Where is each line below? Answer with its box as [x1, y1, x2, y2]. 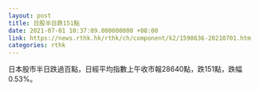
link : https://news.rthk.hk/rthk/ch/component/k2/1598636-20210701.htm [8, 34, 251, 42]
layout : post [8, 11, 52, 20]
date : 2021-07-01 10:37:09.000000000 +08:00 [8, 26, 159, 34]
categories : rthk [8, 42, 66, 49]
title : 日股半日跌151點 [8, 19, 80, 27]
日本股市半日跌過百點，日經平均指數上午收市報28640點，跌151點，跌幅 [8, 65, 243, 74]
